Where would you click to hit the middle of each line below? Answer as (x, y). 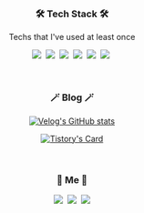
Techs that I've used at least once (72, 37)
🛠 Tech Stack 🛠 (72, 14)
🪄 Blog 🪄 (72, 97)
